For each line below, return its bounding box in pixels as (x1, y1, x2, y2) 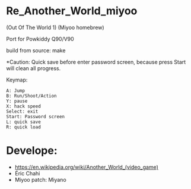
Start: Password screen (6, 114, 65, 119)
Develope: (6, 144, 58, 157)
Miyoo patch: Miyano (14, 176, 66, 183)
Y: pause (6, 98, 28, 104)
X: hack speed (6, 103, 42, 109)
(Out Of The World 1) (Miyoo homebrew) (6, 24, 105, 31)
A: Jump (6, 87, 26, 93)
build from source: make (6, 46, 66, 54)
